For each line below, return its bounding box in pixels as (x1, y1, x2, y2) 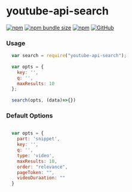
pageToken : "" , (17, 169, 55, 175)
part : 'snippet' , (17, 136, 60, 142)
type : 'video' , (17, 152, 55, 158)
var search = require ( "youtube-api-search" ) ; (11, 53, 127, 59)
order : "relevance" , (17, 164, 68, 170)
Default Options (6, 112, 53, 120)
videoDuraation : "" (17, 175, 66, 181)
